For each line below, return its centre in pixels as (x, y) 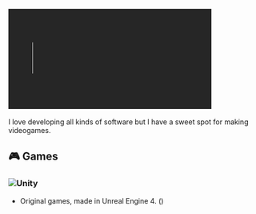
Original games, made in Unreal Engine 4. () (92, 200)
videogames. (30, 130)
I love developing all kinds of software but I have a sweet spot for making (128, 122)
